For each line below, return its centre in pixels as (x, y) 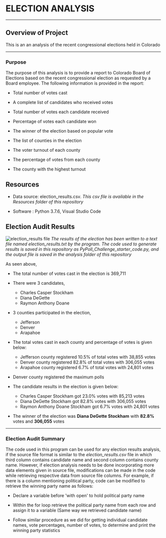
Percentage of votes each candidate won (54, 122)
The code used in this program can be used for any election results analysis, (83, 449)
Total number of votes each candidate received (61, 112)
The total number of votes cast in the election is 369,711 (69, 273)
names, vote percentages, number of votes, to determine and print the (84, 525)
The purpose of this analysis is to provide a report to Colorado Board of (78, 73)
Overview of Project (37, 33)
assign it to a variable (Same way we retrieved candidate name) (77, 510)
